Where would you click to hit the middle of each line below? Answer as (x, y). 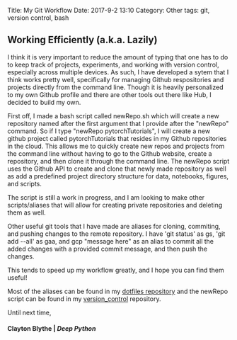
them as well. (27, 212)
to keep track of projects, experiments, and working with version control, (113, 64)
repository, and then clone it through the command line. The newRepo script (118, 161)
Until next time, (29, 312)
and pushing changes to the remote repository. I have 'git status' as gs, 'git (116, 234)
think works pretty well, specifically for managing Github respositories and (116, 79)
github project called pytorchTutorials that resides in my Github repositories (117, 138)
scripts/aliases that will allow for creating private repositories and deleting (115, 205)
